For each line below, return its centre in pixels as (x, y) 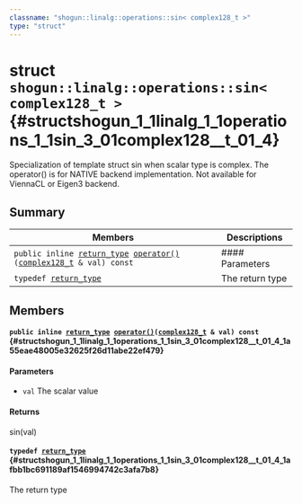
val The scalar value (60, 391)
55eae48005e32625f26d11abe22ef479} (87, 350)
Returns (25, 412)
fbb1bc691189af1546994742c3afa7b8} (84, 470)
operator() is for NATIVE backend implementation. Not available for (133, 174)
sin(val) (23, 431)
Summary (37, 212)
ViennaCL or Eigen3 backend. (64, 184)
